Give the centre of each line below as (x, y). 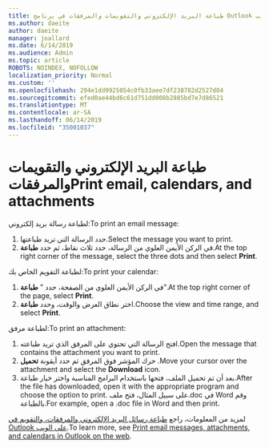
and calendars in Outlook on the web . (70, 436)
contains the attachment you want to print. (90, 352)
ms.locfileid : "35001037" (51, 127)
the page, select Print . (57, 295)
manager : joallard (39, 38)
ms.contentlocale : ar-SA (50, 113)
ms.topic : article (39, 61)
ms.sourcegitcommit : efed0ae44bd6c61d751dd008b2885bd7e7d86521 (116, 98)
